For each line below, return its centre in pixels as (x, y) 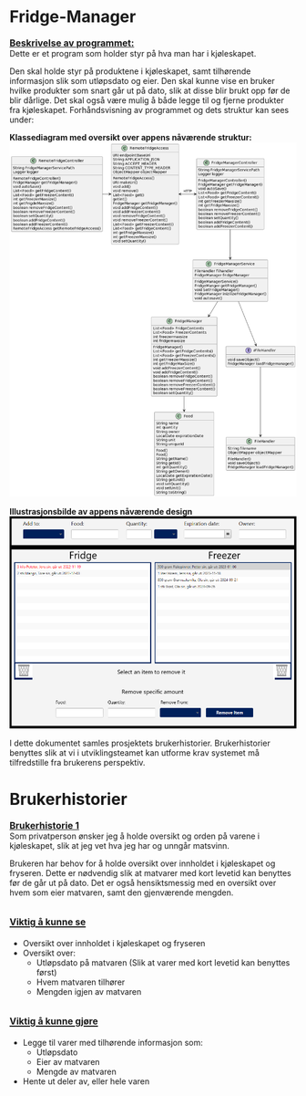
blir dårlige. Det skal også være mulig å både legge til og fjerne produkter (147, 100)
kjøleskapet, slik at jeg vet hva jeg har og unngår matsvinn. (120, 845)
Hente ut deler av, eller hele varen (86, 1081)
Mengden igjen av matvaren (89, 991)
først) (46, 972)
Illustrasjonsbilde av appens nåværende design (101, 511)
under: (22, 120)
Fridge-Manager (73, 17)
